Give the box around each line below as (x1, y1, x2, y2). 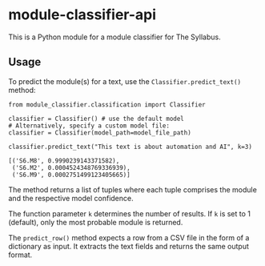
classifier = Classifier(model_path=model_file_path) (8, 128, 192, 137)
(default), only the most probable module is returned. (8, 217, 183, 227)
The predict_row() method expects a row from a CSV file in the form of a (8, 232, 250, 242)
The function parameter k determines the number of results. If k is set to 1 (8, 208, 251, 218)
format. (8, 250, 33, 260)
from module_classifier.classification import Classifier (8, 100, 206, 109)
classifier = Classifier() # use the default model (8, 115, 184, 123)
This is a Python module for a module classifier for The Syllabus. (8, 32, 222, 42)
